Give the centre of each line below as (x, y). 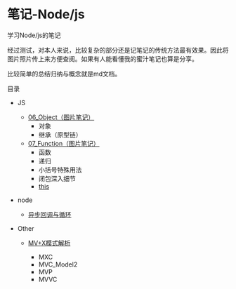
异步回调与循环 (50, 214)
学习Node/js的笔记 (34, 35)
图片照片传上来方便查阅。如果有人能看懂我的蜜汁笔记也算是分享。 (103, 59)
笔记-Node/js (46, 14)
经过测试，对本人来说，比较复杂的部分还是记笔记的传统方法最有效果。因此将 (118, 50)
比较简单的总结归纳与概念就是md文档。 (64, 74)
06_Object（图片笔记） (61, 117)
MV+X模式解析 (49, 243)
